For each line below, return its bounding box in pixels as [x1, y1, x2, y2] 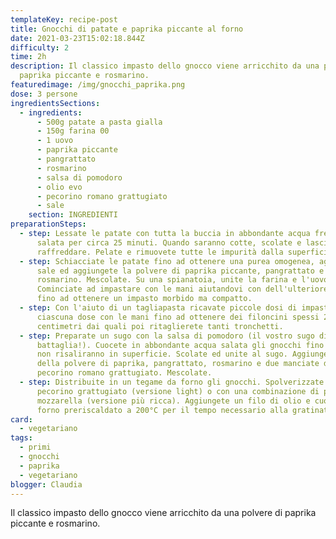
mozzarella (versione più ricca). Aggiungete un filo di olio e [36, 396, 311, 406]
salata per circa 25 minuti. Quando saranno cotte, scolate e [36, 237, 302, 248]
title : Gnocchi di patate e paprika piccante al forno [10, 24, 244, 34]
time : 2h [10, 52, 47, 62]
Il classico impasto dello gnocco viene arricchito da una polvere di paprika [10, 507, 317, 519]
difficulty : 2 [10, 42, 70, 53]
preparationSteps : [10, 219, 87, 230]
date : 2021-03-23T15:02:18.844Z [10, 33, 145, 43]
